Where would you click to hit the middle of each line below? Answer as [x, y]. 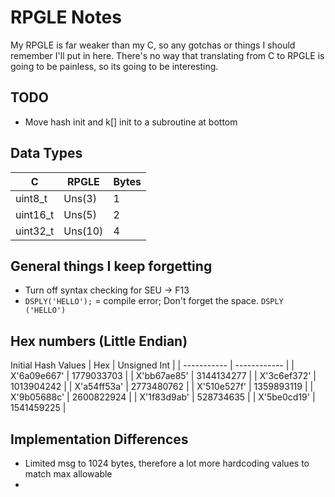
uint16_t [35, 214]
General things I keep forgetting [111, 266]
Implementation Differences [99, 439]
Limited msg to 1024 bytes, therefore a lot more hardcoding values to [167, 463]
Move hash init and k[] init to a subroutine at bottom [131, 122]
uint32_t [35, 231]
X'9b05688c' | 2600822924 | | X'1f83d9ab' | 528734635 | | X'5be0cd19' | [163, 397]
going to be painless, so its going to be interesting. [114, 66]
